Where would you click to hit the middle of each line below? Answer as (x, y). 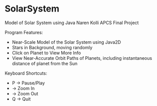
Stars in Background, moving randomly (52, 47)
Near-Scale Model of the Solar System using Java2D (66, 42)
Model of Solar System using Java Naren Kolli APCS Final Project (72, 23)
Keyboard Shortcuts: (26, 73)
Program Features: (24, 32)
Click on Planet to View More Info (46, 53)
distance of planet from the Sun (45, 63)
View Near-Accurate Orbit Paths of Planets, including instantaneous (82, 58)
